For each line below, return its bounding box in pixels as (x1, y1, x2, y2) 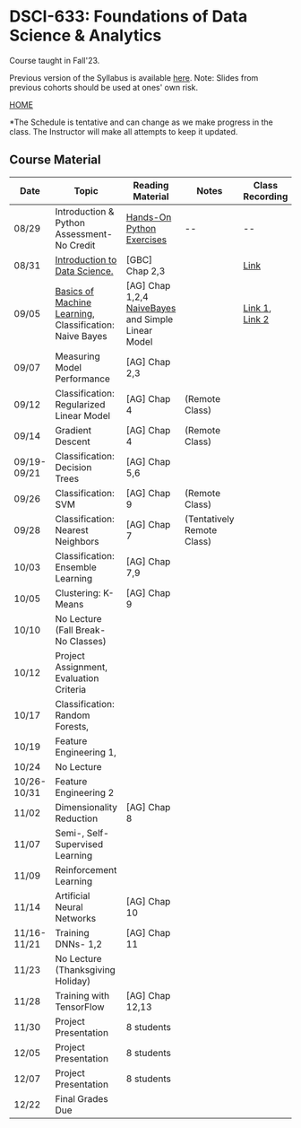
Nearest (55, 523, 89, 536)
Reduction (55, 812, 99, 825)
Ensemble (55, 561, 97, 573)
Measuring (55, 350, 100, 363)
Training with (55, 989, 110, 1001)
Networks (55, 912, 97, 924)
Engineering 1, (55, 746, 116, 758)
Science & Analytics (9, 25, 162, 46)
